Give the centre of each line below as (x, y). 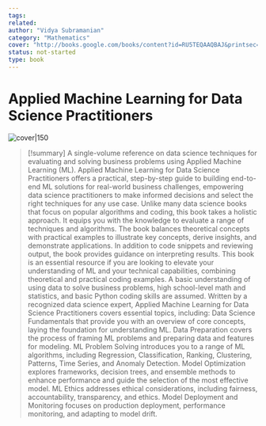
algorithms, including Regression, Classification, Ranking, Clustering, (140, 355)
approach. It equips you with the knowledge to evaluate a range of (136, 220)
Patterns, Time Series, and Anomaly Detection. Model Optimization (137, 363)
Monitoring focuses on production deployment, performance (126, 405)
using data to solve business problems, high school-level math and (137, 287)
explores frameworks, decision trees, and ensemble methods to (131, 371)
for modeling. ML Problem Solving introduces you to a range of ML (136, 346)
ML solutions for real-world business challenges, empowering (143, 186)
